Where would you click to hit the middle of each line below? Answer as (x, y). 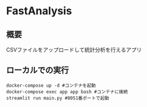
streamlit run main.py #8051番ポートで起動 (58, 98)
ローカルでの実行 (37, 70)
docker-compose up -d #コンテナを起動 (51, 85)
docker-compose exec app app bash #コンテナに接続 (67, 92)
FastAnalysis (39, 11)
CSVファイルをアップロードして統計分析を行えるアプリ (74, 50)
